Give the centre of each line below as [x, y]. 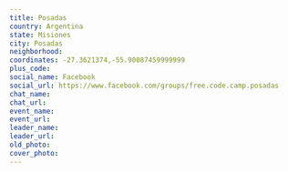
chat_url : [28, 102]
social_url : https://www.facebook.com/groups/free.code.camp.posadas [144, 86]
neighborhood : [36, 52]
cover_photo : [34, 153]
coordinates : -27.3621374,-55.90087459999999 [97, 60]
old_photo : [30, 145]
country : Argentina [46, 26]
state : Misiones [40, 35]
